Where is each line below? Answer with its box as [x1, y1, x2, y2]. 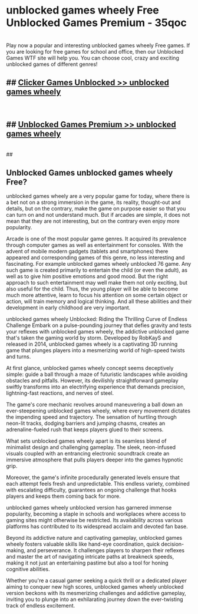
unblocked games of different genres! [6, 60, 98, 68]
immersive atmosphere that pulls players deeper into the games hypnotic [6, 456, 184, 463]
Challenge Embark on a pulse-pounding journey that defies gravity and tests [6, 322, 192, 329]
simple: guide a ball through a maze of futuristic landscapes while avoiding [6, 371, 188, 378]
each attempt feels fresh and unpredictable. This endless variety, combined [6, 480, 190, 487]
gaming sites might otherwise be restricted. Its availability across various [6, 517, 183, 524]
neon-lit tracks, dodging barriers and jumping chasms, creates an [6, 420, 166, 427]
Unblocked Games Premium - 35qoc [6, 16, 187, 29]
